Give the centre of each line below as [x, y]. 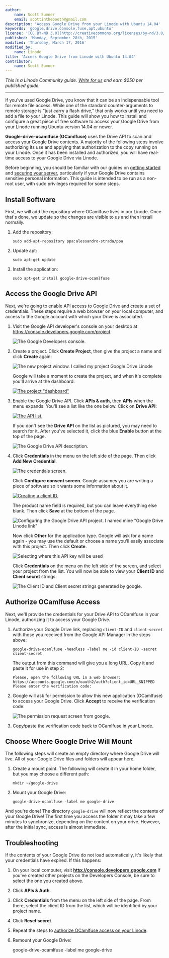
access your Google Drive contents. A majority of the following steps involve [84, 142]
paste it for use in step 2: [38, 668]
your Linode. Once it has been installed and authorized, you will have [77, 153]
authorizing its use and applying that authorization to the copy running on [81, 147]
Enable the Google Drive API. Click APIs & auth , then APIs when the [83, 401]
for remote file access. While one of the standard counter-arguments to [79, 106]
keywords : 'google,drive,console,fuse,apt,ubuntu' [59, 29]
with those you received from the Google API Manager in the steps [81, 635]
